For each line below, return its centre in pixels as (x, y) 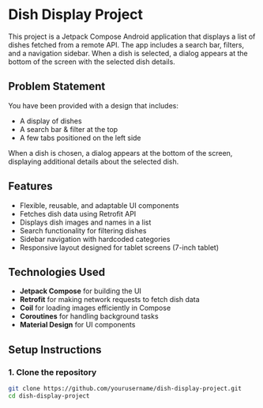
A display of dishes (51, 121)
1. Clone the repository (53, 372)
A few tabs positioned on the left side (80, 138)
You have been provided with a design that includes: (94, 105)
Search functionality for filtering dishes (83, 230)
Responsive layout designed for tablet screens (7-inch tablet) (119, 247)
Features (30, 186)
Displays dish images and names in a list (85, 222)
